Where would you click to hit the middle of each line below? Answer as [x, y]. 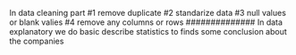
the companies [37, 41]
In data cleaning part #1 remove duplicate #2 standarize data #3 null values [148, 13]
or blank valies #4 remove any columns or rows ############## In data [146, 22]
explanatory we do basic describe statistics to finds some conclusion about [148, 31]
